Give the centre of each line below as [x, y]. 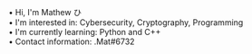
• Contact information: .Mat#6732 [72, 41]
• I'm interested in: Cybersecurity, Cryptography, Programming [126, 22]
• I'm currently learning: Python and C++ [85, 32]
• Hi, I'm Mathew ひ [45, 12]
